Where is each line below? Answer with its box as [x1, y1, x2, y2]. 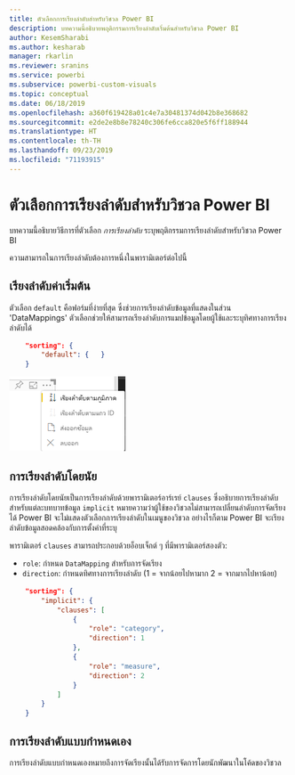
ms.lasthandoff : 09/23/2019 [9, 146, 114, 155]
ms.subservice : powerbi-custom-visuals [9, 80, 157, 89]
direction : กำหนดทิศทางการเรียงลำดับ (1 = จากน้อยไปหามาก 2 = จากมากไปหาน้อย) [21, 567, 278, 578]
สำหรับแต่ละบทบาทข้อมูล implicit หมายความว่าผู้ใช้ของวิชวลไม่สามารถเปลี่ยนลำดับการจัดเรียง [9, 502, 286, 512]
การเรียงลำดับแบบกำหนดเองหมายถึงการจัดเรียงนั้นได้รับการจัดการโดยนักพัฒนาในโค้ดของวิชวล [9, 757, 282, 768]
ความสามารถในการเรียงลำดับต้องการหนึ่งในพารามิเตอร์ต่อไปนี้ [9, 252, 187, 263]
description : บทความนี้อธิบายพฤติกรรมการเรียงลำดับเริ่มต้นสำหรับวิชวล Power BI [9, 23, 240, 33]
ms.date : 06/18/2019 [9, 99, 86, 108]
